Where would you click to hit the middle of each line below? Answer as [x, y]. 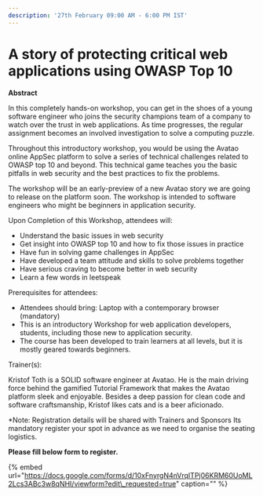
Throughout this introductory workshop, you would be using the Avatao [124, 148]
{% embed [26, 467]
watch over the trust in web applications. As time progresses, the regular [126, 124]
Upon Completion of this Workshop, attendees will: [90, 220]
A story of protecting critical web [118, 54]
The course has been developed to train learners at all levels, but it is [131, 341]
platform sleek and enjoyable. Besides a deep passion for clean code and [127, 396]
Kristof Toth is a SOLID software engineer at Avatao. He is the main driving [128, 379]
